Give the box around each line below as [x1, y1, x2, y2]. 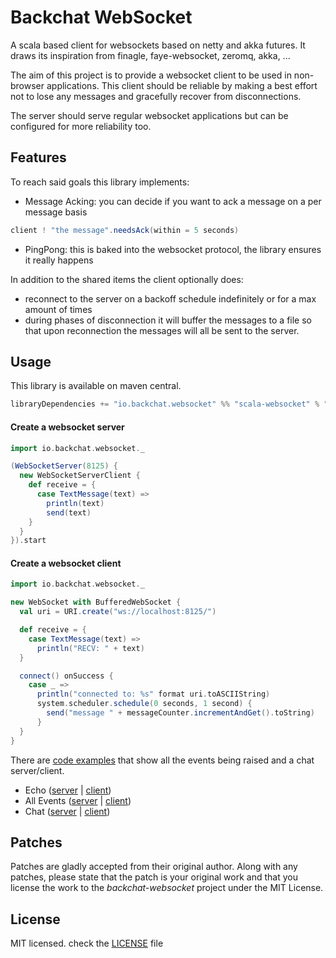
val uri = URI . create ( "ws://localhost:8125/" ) [19, 607, 217, 617]
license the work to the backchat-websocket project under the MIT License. [10, 882, 324, 894]
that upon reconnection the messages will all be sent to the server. [24, 324, 300, 336]
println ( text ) [46, 498, 105, 508]
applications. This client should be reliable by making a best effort [46, 79, 318, 91]
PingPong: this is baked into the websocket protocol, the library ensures [24, 243, 322, 255]
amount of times [24, 303, 93, 315]
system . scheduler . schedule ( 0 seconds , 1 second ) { [36, 699, 253, 709]
